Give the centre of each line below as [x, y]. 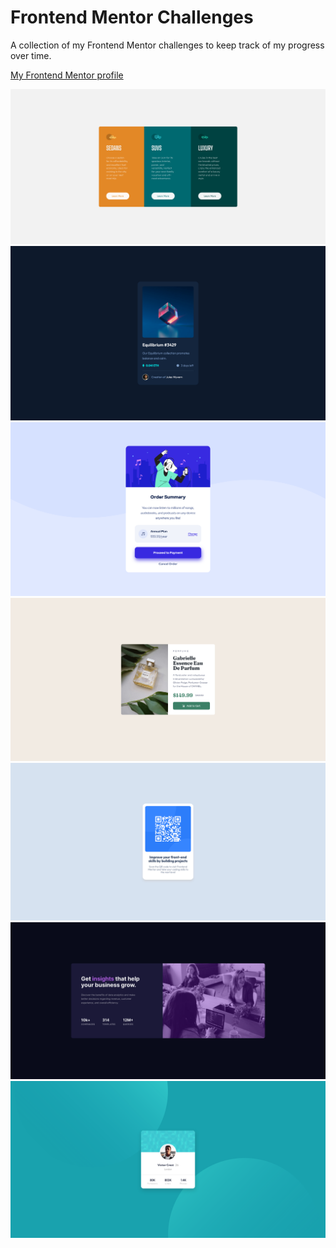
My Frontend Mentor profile [67, 75]
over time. [31, 55]
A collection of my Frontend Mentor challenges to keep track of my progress [167, 45]
